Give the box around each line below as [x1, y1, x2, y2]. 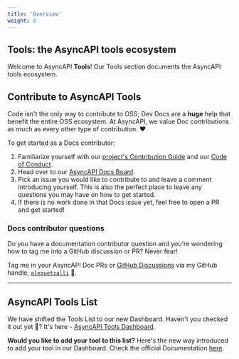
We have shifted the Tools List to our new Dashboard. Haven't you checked [7, 315, 228, 323]
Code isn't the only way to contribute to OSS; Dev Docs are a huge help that [7, 110, 231, 118]
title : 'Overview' [7, 10, 62, 18]
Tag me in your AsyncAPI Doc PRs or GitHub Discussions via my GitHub [7, 261, 218, 270]
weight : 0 [7, 17, 37, 24]
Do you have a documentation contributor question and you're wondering [7, 240, 223, 248]
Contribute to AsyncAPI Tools [7, 91, 142, 103]
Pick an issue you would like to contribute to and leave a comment [17, 176, 212, 184]
